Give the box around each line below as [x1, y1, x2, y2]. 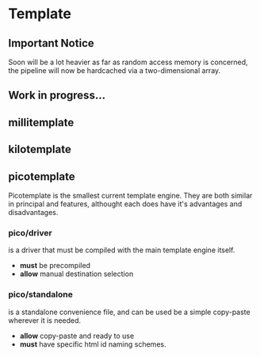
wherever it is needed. [8, 315, 82, 325]
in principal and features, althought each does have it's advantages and [8, 199, 243, 209]
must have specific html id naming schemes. [19, 339, 166, 349]
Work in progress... [8, 89, 105, 102]
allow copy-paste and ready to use [19, 331, 135, 340]
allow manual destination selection [19, 269, 134, 278]
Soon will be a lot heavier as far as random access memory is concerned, [8, 57, 248, 67]
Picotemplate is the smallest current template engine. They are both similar [8, 190, 253, 200]
